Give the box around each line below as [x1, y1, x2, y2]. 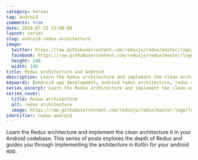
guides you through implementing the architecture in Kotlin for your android [6, 141, 189, 148]
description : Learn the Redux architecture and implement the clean [6, 74, 178, 80]
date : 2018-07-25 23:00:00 [6, 25, 72, 31]
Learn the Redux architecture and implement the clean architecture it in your [6, 129, 192, 136]
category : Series [6, 8, 49, 15]
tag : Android [6, 14, 38, 20]
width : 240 [11, 63, 38, 69]
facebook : [11, 52, 35, 58]
